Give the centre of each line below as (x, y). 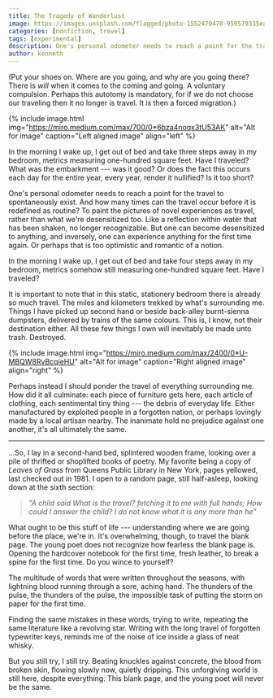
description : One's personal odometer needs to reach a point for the (130, 46)
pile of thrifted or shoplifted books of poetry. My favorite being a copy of (130, 461)
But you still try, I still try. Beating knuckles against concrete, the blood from (135, 661)
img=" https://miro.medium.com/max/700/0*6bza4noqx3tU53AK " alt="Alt (132, 127)
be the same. (30, 687)
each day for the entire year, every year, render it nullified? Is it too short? (131, 177)
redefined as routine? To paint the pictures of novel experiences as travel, (132, 211)
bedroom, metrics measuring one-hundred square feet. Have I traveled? (129, 160)
